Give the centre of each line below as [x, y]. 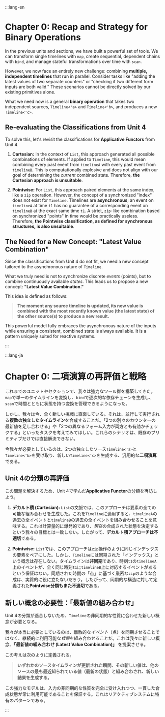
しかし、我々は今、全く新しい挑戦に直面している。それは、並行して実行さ [80, 414]
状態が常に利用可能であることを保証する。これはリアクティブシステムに [82, 694]
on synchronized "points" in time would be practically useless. [75, 216]
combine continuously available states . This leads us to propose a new [77, 281]
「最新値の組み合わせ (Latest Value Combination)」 [65, 645]
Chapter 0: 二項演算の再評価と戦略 [76, 376]
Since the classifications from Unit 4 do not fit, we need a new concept [77, 261]
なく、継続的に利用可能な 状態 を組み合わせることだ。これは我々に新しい [82, 638]
